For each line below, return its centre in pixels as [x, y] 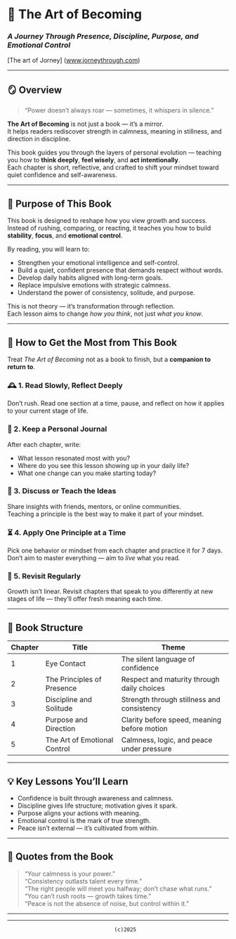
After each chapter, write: [44, 444]
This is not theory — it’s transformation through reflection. [91, 306]
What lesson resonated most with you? [74, 458]
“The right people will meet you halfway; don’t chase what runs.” [118, 888]
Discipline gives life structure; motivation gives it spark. [97, 806]
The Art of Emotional [79, 740]
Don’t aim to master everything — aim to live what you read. [94, 558]
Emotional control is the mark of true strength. [84, 821]
